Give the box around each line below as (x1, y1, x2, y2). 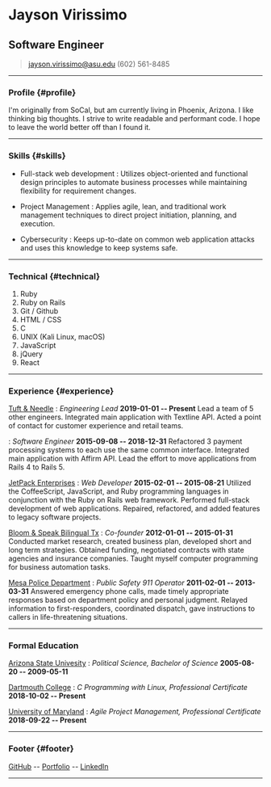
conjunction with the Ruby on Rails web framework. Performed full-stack (8, 495, 250, 505)
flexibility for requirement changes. (19, 186, 137, 196)
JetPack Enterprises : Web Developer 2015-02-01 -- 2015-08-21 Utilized (8, 478, 252, 488)
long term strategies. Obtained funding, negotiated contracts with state (8, 545, 244, 555)
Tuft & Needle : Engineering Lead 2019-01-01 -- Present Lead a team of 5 (8, 404, 254, 414)
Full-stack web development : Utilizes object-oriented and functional (19, 168, 248, 179)
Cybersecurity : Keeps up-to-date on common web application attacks (19, 234, 256, 244)
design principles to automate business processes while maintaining (19, 177, 248, 187)
